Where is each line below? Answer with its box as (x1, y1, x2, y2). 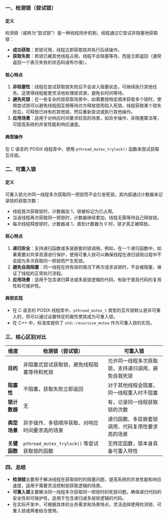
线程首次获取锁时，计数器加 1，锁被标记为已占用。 (12, 208, 116, 214)
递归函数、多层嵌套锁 (107, 416, 158, 423)
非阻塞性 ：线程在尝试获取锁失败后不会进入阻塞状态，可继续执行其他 (12, 84, 153, 90)
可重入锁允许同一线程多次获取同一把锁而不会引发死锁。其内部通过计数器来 (5, 191, 158, 197)
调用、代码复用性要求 (107, 423, 158, 430)
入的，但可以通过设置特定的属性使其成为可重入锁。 (12, 314, 118, 320)
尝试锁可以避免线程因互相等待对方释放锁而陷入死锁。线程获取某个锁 (16, 103, 157, 109)
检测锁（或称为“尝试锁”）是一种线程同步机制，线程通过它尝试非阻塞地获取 (5, 30, 158, 36)
